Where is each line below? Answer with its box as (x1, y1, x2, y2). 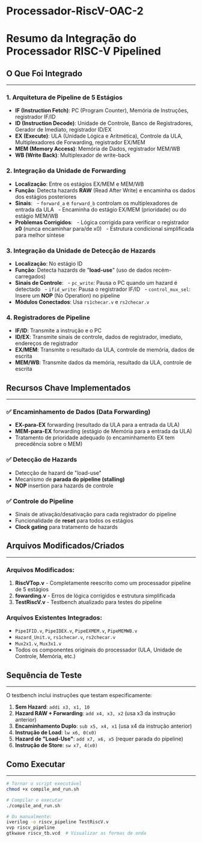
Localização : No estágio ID (14, 260, 83, 267)
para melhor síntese (14, 231, 65, 239)
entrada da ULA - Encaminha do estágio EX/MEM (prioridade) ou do (14, 206, 186, 213)
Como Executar (6, 759, 66, 769)
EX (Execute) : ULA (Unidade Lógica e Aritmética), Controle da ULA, (14, 132, 183, 139)
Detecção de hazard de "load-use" (14, 469, 102, 476)
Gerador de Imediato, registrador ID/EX (14, 126, 112, 133)
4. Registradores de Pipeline (6, 314, 90, 322)
